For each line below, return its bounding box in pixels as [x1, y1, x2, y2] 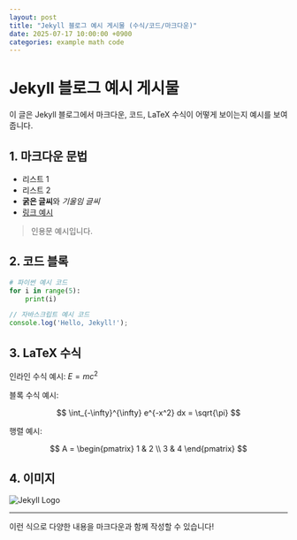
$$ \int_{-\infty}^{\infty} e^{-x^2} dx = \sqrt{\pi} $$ [56, 407, 241, 418]
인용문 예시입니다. [30, 226, 93, 236]
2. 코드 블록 [9, 254, 69, 270]
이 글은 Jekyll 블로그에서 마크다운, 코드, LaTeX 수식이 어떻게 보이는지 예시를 [9, 110, 271, 120]
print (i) [25, 294, 57, 303]
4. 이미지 [9, 471, 56, 486]
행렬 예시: [9, 425, 42, 436]
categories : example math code [9, 37, 125, 47]
